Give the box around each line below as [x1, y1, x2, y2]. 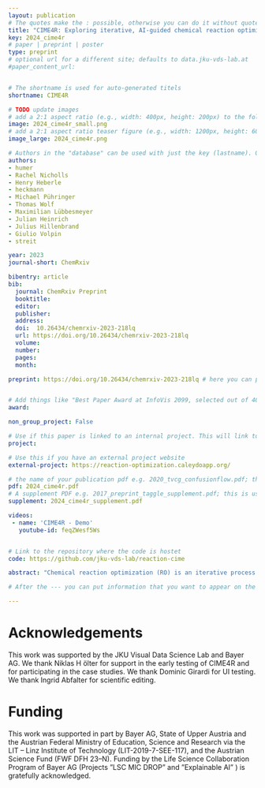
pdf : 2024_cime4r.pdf [8, 483, 80, 491]
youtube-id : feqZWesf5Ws [18, 526, 101, 534]
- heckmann [8, 186, 44, 194]
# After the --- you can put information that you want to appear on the [8, 583, 256, 592]
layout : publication [8, 11, 77, 20]
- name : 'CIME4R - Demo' [11, 518, 93, 527]
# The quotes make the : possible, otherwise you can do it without [8, 19, 238, 27]
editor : [15, 302, 41, 310]
